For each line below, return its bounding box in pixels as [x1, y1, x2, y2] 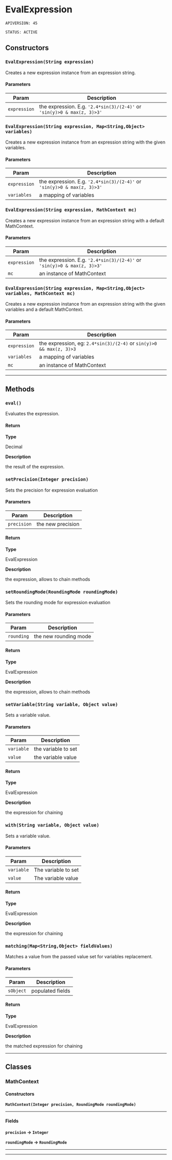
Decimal [5, 444, 23, 450]
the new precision [36, 520, 80, 528]
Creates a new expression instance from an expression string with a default [5, 217, 165, 223]
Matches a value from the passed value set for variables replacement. [5, 954, 153, 960]
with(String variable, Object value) [5, 822, 100, 828]
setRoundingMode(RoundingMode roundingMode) [5, 589, 118, 595]
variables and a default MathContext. [5, 306, 83, 312]
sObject [8, 988, 27, 994]
